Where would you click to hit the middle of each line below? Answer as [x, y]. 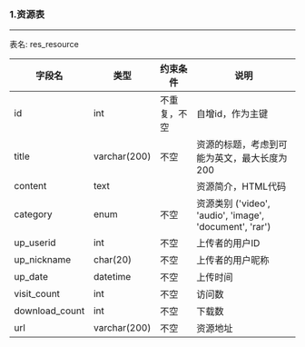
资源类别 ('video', [233, 203]
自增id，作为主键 [232, 114]
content [30, 186]
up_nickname [43, 260]
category [33, 214]
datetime [113, 277]
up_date [31, 277]
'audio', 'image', [231, 215]
